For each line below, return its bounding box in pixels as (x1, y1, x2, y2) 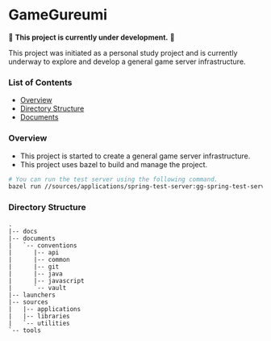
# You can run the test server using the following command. (8, 175, 219, 183)
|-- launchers (8, 291, 56, 299)
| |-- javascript (8, 276, 85, 284)
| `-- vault (8, 284, 67, 292)
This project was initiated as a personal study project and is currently (8, 48, 238, 57)
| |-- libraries (8, 312, 70, 320)
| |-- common (8, 255, 70, 263)
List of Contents (8, 77, 73, 88)
